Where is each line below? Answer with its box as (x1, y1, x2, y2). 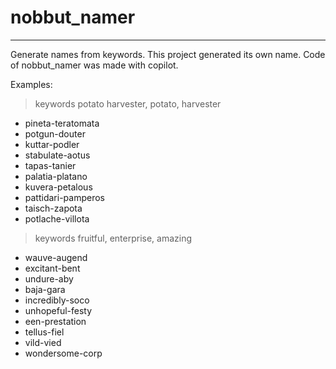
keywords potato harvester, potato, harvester (34, 97, 222, 110)
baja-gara (24, 283, 66, 295)
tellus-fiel (24, 326, 65, 338)
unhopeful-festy (24, 304, 93, 316)
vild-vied (24, 336, 62, 348)
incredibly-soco (24, 294, 90, 306)
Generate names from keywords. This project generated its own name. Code (10, 48, 326, 60)
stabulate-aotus (24, 149, 91, 161)
